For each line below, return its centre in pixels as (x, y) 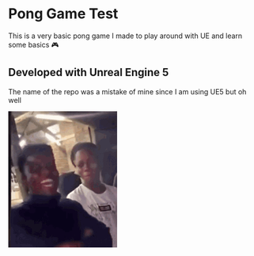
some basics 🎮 (34, 44)
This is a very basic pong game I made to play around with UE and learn (125, 36)
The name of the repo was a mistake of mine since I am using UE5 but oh (127, 91)
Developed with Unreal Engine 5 (89, 73)
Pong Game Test (63, 14)
